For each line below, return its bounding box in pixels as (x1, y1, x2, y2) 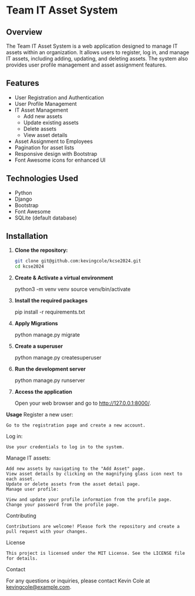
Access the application (14, 388, 72, 395)
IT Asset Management (14, 106, 69, 114)
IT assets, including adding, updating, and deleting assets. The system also (6, 55, 188, 62)
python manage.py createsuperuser (14, 354, 102, 361)
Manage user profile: (6, 487, 59, 492)
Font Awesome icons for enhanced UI (14, 157, 106, 164)
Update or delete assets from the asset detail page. (6, 481, 141, 487)
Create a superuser (14, 342, 63, 350)
